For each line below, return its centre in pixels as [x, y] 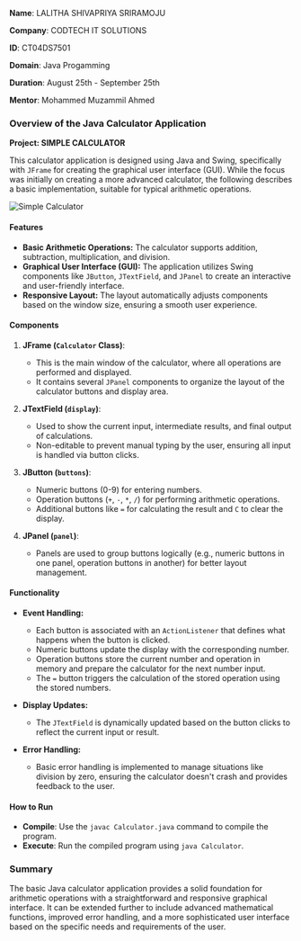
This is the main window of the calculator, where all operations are [158, 363]
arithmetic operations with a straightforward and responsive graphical [138, 898]
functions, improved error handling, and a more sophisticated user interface [150, 918]
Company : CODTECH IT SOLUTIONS [78, 30]
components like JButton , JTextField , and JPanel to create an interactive [157, 276]
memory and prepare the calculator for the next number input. [150, 668]
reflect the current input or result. [97, 731]
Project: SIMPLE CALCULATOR [67, 143]
